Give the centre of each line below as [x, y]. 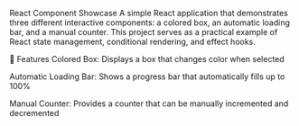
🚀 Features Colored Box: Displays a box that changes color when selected [147, 59]
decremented [34, 113]
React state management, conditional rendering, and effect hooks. [132, 41]
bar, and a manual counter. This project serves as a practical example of [144, 32]
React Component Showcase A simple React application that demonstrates [149, 13]
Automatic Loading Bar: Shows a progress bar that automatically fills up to [147, 76]
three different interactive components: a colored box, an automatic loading [150, 22]
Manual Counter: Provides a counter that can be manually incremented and [149, 103]
